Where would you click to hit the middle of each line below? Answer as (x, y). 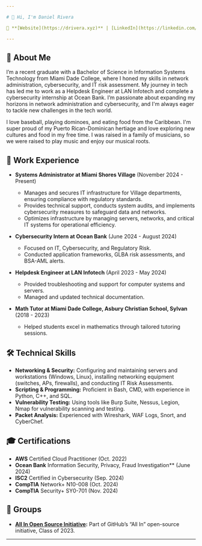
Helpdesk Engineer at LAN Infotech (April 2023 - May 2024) (90, 273)
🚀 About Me (29, 57)
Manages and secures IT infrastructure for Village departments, (103, 193)
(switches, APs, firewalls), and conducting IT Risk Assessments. (94, 383)
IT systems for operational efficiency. (70, 225)
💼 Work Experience (43, 160)
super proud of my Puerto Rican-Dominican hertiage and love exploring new (101, 129)
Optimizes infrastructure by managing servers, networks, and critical (109, 219)
